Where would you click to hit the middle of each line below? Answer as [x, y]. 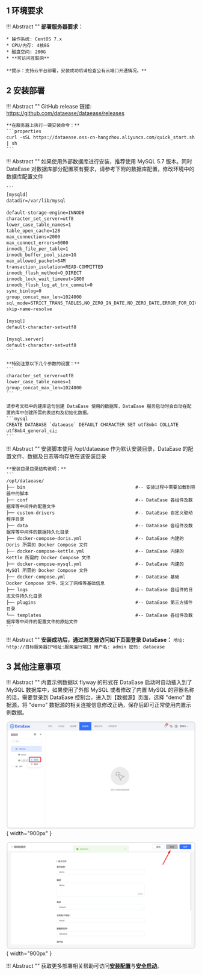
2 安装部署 [26, 91]
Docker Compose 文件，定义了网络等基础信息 [56, 583]
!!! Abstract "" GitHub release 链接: [49, 106]
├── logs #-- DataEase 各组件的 [97, 589]
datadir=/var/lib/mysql [36, 201]
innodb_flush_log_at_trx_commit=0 [50, 285]
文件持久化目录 [26, 596]
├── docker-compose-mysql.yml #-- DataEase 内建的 [95, 564]
